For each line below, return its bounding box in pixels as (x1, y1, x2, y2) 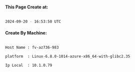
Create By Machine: (5, 30, 47, 36)
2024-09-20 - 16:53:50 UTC (5, 19, 61, 24)
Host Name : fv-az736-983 (5, 45, 59, 50)
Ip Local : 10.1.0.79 (5, 63, 52, 68)
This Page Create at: (5, 4, 48, 10)
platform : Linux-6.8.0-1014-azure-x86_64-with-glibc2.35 (5, 54, 131, 59)
